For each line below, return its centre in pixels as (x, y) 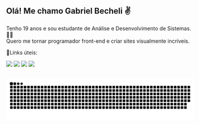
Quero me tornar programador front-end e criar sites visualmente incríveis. (98, 41)
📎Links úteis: (22, 52)
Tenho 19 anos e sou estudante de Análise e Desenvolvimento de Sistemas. (99, 28)
